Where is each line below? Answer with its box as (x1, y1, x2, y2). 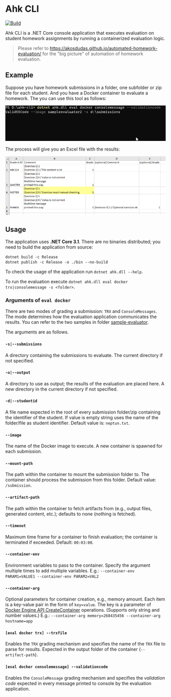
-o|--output (5, 370, 31, 375)
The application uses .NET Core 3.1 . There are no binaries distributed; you (5, 238, 161, 245)
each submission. (5, 448, 42, 454)
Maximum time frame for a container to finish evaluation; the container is (5, 534, 158, 540)
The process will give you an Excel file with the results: (5, 146, 121, 152)
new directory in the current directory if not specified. (5, 386, 118, 392)
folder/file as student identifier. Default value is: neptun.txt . (5, 420, 130, 426)
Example (5, 71, 34, 80)
